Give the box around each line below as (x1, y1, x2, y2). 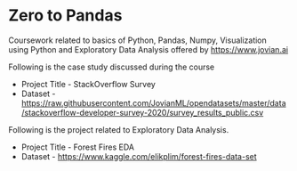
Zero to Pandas (8, 5, 123, 26)
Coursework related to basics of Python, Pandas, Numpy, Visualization (8, 35, 268, 45)
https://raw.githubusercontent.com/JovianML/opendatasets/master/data (20, 97, 286, 108)
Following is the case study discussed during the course (8, 61, 215, 72)
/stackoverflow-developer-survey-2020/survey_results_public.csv (20, 107, 264, 118)
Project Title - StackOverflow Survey (20, 78, 157, 89)
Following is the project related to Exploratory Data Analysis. (8, 124, 229, 134)
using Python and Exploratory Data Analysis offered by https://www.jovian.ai (8, 44, 289, 54)
